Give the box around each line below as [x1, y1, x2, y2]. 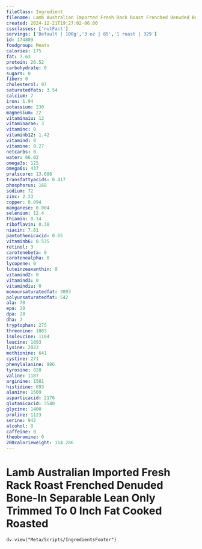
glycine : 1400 [6, 406, 42, 412]
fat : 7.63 [6, 54, 31, 60]
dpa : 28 [6, 311, 26, 317]
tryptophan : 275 [6, 322, 47, 328]
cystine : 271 [6, 356, 39, 362]
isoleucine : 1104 [6, 333, 50, 340]
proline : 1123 [6, 412, 42, 418]
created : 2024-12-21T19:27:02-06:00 [6, 20, 98, 26]
